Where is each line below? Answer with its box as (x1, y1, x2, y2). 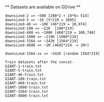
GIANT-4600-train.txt (5, 93, 49, 98)
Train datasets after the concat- (5, 60, 75, 64)
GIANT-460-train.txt (5, 81, 47, 86)
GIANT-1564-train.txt (5, 89, 49, 94)
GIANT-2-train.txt (5, 64, 42, 69)
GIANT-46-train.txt (5, 72, 44, 77)
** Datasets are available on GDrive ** (5, 4, 81, 10)
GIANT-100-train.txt (5, 76, 47, 81)
